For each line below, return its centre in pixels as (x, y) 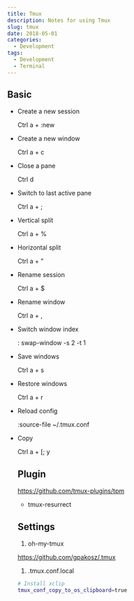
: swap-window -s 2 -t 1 (51, 343)
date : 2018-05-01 (32, 33)
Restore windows (42, 384)
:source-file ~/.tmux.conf (53, 425)
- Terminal (29, 66)
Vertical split (35, 220)
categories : (24, 40)
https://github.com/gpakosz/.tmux (67, 557)
